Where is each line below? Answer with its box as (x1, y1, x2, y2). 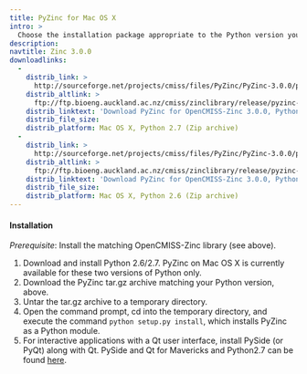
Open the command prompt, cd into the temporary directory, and (22, 306, 268, 317)
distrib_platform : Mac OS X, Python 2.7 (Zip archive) (26, 124, 239, 133)
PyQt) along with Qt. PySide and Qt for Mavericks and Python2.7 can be (22, 345, 294, 356)
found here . (22, 355, 67, 366)
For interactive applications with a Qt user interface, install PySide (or (22, 335, 284, 347)
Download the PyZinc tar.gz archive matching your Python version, (22, 277, 275, 288)
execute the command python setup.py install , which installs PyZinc (22, 316, 288, 327)
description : (9, 38, 59, 48)
